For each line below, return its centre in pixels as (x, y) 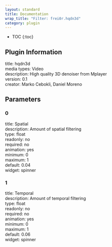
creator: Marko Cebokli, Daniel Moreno (43, 84)
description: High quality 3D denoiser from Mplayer (56, 74)
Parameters (23, 100)
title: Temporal (19, 193)
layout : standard (22, 9)
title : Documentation (27, 14)
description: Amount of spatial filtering (43, 129)
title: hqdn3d (18, 64)
